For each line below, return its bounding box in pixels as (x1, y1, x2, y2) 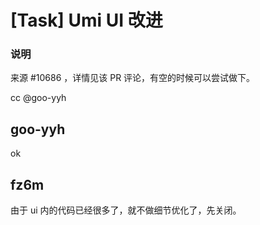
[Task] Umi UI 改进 (10, 9, 163, 32)
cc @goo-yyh (10, 92, 67, 104)
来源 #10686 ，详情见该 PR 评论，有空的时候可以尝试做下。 (10, 72, 256, 84)
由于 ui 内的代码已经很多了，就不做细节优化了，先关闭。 (10, 204, 242, 216)
